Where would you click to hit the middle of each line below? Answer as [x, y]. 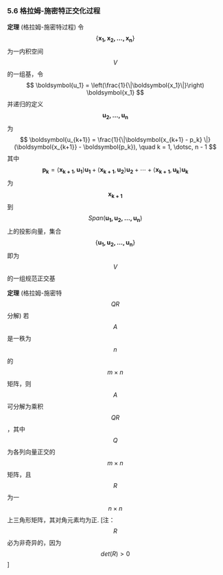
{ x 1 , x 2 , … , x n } [115, 39]
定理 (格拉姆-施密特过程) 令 [46, 27]
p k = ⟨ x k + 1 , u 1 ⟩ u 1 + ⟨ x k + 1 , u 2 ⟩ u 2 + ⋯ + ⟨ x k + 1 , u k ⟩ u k [115, 170]
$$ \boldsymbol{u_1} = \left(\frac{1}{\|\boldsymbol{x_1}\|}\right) [115, 85]
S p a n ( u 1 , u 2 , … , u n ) [115, 219]
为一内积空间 [25, 51]
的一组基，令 [25, 74]
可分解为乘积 [25, 406]
